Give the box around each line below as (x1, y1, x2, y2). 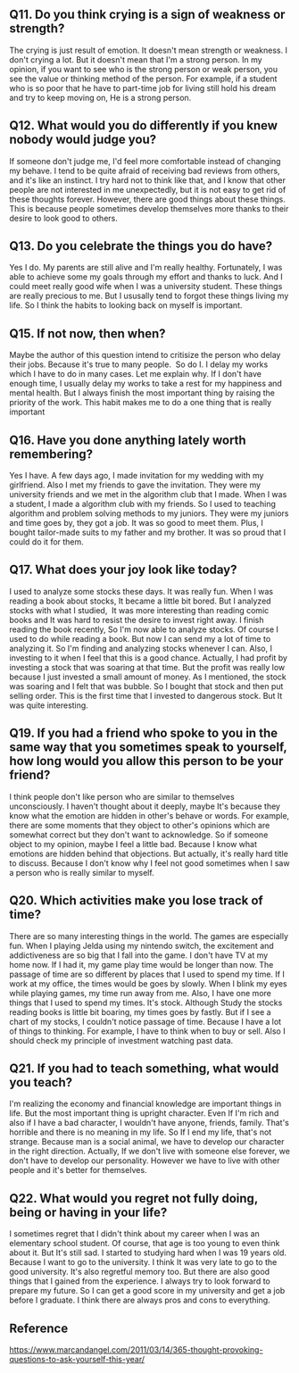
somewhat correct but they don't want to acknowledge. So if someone (9, 829, 269, 840)
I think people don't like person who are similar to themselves (9, 791, 235, 802)
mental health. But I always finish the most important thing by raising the (9, 387, 275, 398)
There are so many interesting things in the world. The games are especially (9, 930, 288, 941)
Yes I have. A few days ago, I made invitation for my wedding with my (9, 470, 264, 481)
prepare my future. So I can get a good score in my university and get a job (9, 1286, 286, 1296)
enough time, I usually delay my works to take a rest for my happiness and (9, 379, 283, 389)
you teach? (9, 1075, 73, 1090)
